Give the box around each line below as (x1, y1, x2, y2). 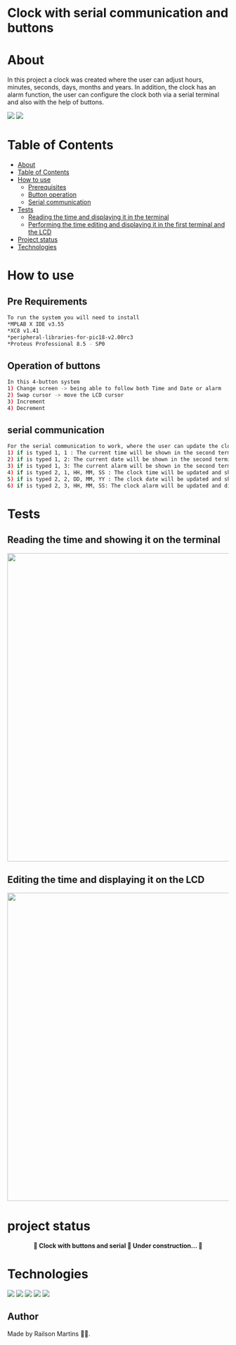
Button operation (27, 190, 77, 199)
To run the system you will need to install (7, 314, 140, 321)
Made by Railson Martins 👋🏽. (7, 1329, 91, 1338)
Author (7, 1310, 39, 1322)
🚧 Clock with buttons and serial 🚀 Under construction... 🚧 (33, 1241, 203, 1250)
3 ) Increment (7, 398, 46, 405)
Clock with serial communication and (7, 5, 229, 21)
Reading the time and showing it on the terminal (7, 534, 221, 546)
